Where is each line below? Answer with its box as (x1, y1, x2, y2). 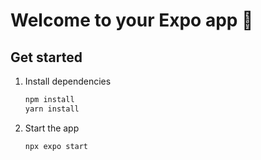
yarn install (24, 104, 80, 114)
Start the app (24, 122, 80, 134)
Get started (10, 49, 83, 66)
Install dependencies (24, 75, 112, 87)
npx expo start (24, 141, 89, 151)
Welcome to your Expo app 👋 (10, 9, 254, 32)
